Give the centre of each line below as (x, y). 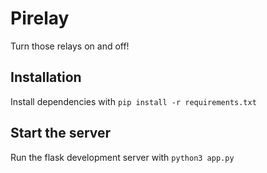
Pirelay (40, 18)
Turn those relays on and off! (70, 46)
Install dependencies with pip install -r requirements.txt (133, 101)
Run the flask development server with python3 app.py (122, 157)
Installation (46, 77)
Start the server (61, 133)
